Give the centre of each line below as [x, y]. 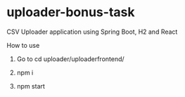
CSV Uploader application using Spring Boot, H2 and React [92, 32]
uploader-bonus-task [71, 12]
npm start [31, 86]
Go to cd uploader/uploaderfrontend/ [70, 59]
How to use [23, 45]
